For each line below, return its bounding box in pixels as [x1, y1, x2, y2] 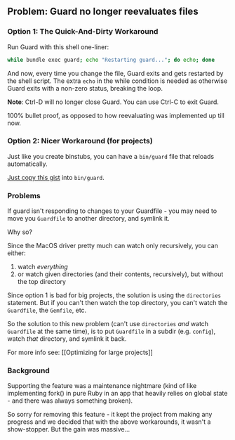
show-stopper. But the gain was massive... [7, 425, 130, 434]
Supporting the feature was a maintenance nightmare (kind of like [7, 382, 197, 390]
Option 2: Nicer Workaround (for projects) [7, 136, 153, 146]
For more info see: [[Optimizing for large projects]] [7, 348, 153, 357]
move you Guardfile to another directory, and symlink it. [7, 214, 170, 223]
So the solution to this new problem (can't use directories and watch [7, 320, 209, 328]
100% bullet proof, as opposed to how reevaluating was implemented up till [7, 111, 224, 119]
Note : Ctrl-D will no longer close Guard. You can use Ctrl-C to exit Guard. [7, 98, 220, 106]
